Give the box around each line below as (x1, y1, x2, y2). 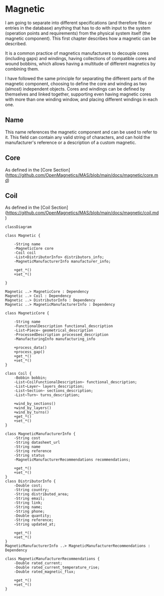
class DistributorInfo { (5, 479, 56, 484)
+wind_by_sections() (14, 401, 56, 406)
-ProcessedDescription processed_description (14, 332, 109, 337)
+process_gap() (14, 350, 45, 355)
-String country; (14, 488, 50, 493)
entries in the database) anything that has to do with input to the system (5, 25, 151, 31)
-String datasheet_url (14, 440, 60, 445)
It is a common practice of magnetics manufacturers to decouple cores (5, 50, 149, 56)
